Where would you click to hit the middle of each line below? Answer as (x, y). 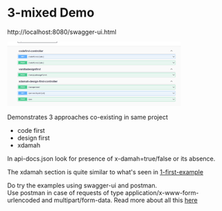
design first (33, 138)
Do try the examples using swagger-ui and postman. (82, 185)
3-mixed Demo (51, 13)
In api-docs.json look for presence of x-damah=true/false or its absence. (111, 158)
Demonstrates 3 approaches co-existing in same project (88, 117)
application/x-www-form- (162, 192)
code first (31, 130)
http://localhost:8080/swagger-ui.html (62, 32)
